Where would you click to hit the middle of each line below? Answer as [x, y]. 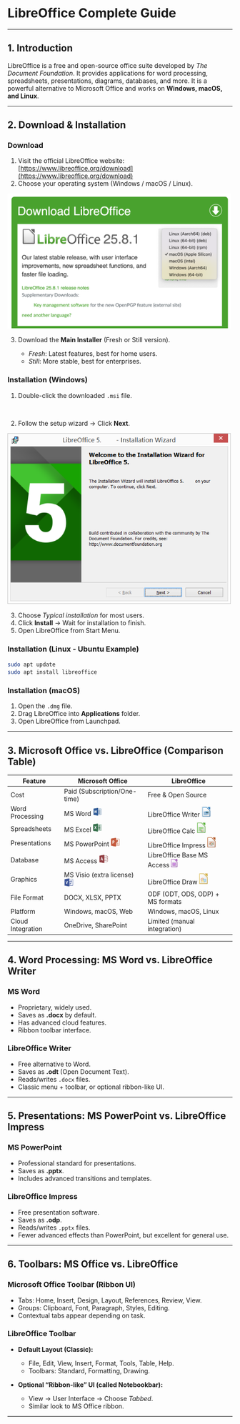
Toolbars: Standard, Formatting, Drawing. [89, 1370]
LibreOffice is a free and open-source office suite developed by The [107, 65]
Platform [23, 912]
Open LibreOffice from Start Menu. [69, 630]
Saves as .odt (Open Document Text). [74, 1071]
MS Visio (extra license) [99, 875]
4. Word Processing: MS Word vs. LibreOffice [110, 960]
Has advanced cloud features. [62, 1022]
